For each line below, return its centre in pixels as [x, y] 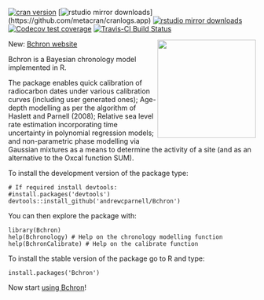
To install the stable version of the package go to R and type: [106, 258]
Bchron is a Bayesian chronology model [72, 59]
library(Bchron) [35, 230]
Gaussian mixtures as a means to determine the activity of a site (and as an [130, 150]
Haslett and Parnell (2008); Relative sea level [81, 116]
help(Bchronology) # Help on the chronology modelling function [115, 237]
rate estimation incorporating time [63, 124]
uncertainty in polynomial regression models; [81, 133]
